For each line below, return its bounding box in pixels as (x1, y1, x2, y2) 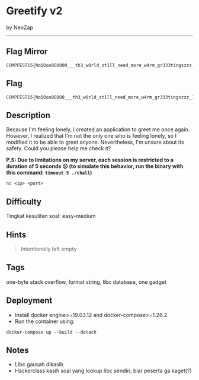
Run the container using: (14, 318, 75, 325)
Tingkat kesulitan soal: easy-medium (6, 213, 96, 220)
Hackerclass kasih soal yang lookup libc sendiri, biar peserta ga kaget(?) (14, 367, 192, 375)
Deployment (6, 296, 53, 306)
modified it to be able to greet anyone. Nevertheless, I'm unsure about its (6, 138, 185, 146)
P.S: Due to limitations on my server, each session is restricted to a (6, 156, 174, 164)
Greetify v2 (6, 4, 63, 18)
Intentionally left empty (20, 245, 77, 252)
